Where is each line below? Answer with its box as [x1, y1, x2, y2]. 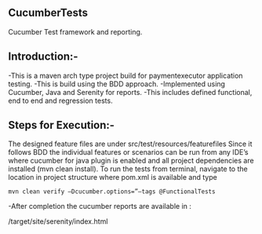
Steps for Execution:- [8, 119, 115, 132]
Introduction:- [8, 50, 78, 64]
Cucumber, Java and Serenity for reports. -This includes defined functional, [8, 87, 253, 97]
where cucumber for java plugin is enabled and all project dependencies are [8, 156, 254, 166]
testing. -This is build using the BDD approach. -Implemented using [8, 79, 226, 89]
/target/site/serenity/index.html [8, 217, 108, 226]
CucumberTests [8, 6, 89, 20]
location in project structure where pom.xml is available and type [8, 173, 217, 182]
